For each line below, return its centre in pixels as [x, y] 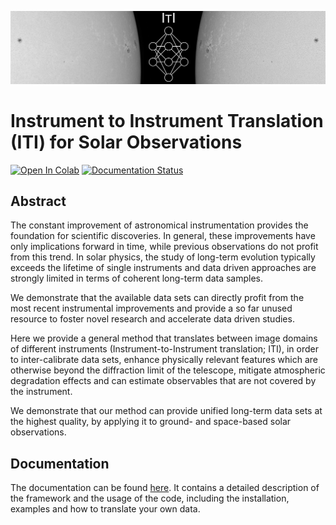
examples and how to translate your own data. [105, 509]
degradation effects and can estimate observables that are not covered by [163, 381]
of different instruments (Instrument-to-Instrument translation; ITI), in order [164, 349]
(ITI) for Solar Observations [126, 142]
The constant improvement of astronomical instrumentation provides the [159, 225]
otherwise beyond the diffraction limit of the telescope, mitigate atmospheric [168, 370]
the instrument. [41, 392]
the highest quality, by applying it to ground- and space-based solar [151, 422]
